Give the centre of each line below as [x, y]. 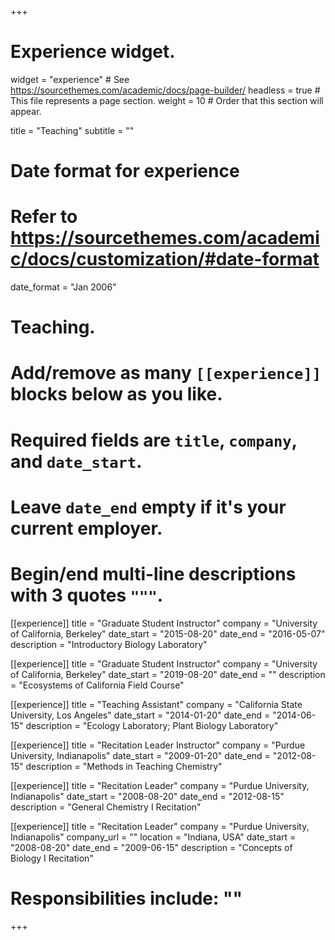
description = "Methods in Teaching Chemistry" [124, 766]
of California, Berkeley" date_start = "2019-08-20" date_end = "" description [168, 674]
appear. [26, 111]
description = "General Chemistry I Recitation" [106, 807]
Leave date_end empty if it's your [148, 507]
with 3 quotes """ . [87, 595]
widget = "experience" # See [70, 79]
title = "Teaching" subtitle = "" [72, 130]
